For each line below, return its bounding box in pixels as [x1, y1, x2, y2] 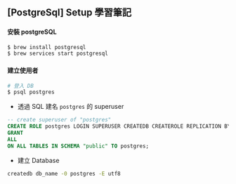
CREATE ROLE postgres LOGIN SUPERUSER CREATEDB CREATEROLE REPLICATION [7, 123, 221, 130]
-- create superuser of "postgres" [7, 117, 112, 124]
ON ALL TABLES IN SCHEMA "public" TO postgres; [7, 143, 150, 150]
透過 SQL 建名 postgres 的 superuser [17, 103, 124, 111]
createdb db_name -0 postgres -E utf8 [7, 170, 121, 177]
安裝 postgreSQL [7, 27, 58, 36]
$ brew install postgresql [7, 44, 86, 51]
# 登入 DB [7, 82, 34, 89]
